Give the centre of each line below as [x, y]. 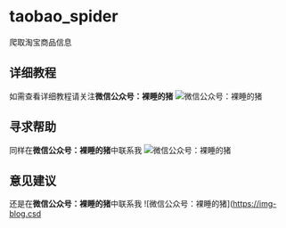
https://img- [255, 204]
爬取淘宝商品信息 [41, 42]
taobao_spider [64, 16]
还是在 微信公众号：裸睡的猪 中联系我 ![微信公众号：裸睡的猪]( [121, 204]
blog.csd [25, 214]
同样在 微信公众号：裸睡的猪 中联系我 [76, 150]
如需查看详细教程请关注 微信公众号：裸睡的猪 [91, 96]
